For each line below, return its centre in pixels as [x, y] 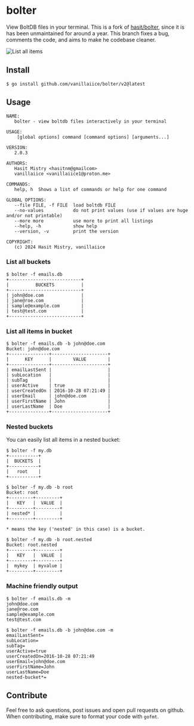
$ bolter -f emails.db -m [38, 599]
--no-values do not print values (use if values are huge [101, 210]
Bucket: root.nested [32, 545]
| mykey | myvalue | [34, 566]
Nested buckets [30, 427]
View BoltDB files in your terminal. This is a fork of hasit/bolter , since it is [96, 27]
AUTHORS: [17, 163]
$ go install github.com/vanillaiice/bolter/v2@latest [76, 84]
